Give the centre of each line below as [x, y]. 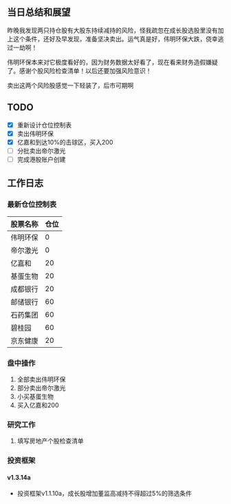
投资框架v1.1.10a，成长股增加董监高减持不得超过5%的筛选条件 [104, 494]
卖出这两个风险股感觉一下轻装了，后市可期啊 [70, 85]
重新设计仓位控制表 [44, 125]
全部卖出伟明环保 [41, 379]
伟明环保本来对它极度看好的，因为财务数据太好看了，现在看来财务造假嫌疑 [112, 62]
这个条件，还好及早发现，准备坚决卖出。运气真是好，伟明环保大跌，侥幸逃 [118, 39]
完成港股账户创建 [41, 159]
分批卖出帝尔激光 [41, 151]
